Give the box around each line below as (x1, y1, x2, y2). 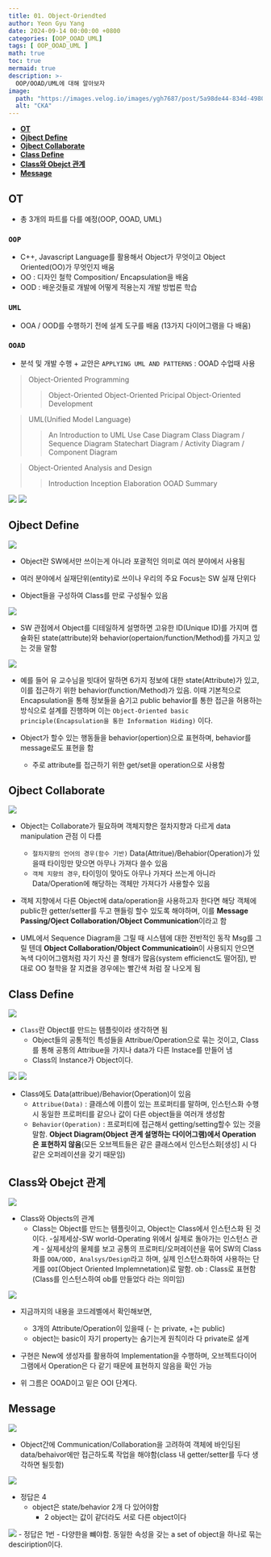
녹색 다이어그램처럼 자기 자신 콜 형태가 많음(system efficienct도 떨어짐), (19, 953, 248, 963)
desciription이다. (8, 1539, 63, 1549)
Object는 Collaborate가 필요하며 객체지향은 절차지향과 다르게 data (19, 821, 231, 831)
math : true (8, 49, 45, 57)
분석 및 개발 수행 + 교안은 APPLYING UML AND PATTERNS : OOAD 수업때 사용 (19, 358, 256, 368)
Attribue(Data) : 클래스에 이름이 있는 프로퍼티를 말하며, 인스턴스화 (31, 1099, 244, 1109)
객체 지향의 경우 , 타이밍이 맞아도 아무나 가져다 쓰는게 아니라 (31, 868, 216, 878)
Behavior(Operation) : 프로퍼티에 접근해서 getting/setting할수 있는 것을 (31, 1120, 261, 1129)
